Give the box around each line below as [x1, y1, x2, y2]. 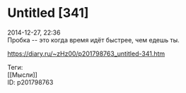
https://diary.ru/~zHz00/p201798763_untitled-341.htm [7, 49, 165, 58]
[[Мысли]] [7, 70, 37, 79]
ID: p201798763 [7, 77, 54, 86]
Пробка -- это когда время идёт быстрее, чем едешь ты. [7, 35, 180, 44]
